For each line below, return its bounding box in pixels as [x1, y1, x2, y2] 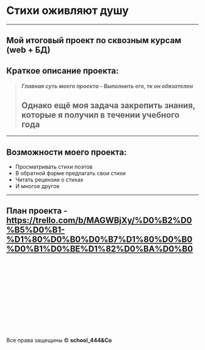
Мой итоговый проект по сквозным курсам [6, 35, 182, 46]
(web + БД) [6, 45, 51, 55]
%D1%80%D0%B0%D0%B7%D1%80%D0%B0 [6, 234, 193, 245]
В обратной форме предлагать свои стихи [15, 169, 126, 177]
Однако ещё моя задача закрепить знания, [21, 100, 195, 110]
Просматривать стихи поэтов [15, 163, 93, 170]
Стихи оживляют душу [6, 4, 129, 18]
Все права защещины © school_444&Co [6, 336, 112, 344]
